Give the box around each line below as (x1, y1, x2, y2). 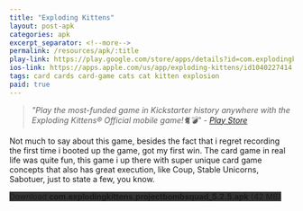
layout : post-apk (9, 22, 75, 31)
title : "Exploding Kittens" (9, 13, 115, 22)
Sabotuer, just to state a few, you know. (9, 173, 155, 184)
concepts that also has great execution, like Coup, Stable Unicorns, (9, 163, 260, 175)
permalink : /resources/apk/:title (9, 47, 140, 56)
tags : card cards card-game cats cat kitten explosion (9, 72, 220, 81)
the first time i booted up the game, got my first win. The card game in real (9, 145, 286, 155)
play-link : (9, 55, 50, 64)
